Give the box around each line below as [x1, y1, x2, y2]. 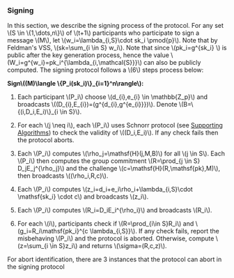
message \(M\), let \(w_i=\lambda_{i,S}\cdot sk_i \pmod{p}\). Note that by [7, 36, 218, 45]
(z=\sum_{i [17, 242, 49, 250]
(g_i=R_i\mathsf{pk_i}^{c [17, 227, 88, 235]
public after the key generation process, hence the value [7, 51, 169, 59]
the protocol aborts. [17, 136, 75, 144]
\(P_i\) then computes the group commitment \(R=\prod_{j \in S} [17, 157, 201, 165]
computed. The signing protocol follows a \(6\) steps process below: [7, 65, 204, 75]
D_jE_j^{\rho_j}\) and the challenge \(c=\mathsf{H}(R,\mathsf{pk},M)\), [17, 164, 221, 173]
